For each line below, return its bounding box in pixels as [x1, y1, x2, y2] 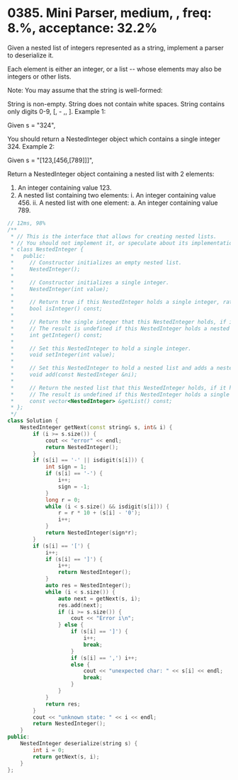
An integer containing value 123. [17, 183, 112, 192]
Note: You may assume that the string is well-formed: [7, 86, 163, 94]
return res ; [45, 700, 81, 708]
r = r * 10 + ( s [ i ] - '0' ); [57, 509, 141, 516]
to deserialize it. [7, 51, 55, 60]
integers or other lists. [7, 72, 72, 81]
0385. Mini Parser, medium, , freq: [7, 5, 212, 21]
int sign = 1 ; [45, 463, 87, 470]
